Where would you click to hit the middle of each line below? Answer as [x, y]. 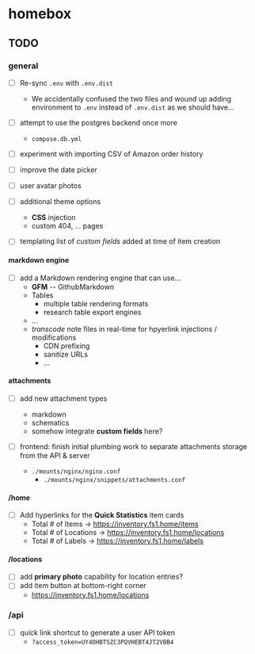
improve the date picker [58, 170]
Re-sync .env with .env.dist [66, 83]
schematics [50, 422]
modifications [54, 337]
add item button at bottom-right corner [83, 586]
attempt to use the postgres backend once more [99, 122]
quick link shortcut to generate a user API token [97, 633]
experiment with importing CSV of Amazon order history [111, 154]
